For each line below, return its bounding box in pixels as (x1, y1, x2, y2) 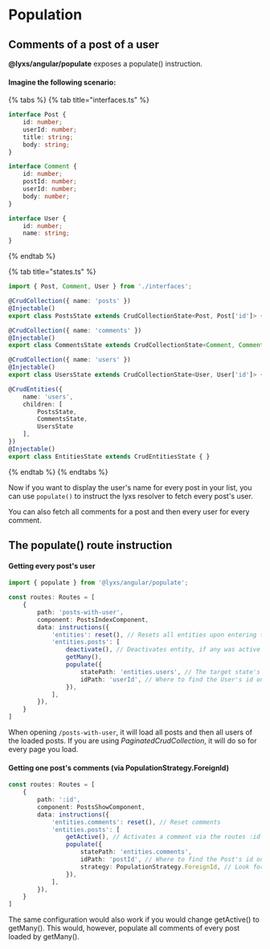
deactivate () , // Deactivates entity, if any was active (65, 645, 261, 654)
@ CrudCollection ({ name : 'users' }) (8, 356, 131, 364)
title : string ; (22, 133, 74, 141)
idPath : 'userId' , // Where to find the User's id (80, 675, 253, 684)
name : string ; (22, 229, 70, 238)
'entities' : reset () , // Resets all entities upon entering (51, 631, 257, 639)
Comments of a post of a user (8, 38, 159, 51)
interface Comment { (8, 162, 78, 170)
